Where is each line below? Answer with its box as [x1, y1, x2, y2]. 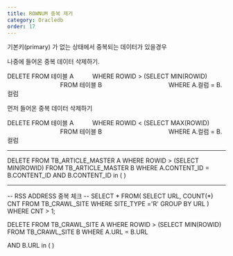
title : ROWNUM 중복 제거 [7, 10, 74, 17]
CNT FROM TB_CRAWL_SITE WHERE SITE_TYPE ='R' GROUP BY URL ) [7, 200, 209, 208]
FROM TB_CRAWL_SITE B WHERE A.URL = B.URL [7, 228, 148, 236]
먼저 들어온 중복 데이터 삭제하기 [7, 104, 93, 113]
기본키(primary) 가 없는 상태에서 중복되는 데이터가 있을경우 [7, 43, 168, 51]
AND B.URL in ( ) [7, 241, 55, 250]
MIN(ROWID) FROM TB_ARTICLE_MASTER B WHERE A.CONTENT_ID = [7, 164, 209, 172]
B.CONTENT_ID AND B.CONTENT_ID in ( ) [7, 171, 126, 180]
